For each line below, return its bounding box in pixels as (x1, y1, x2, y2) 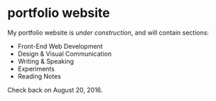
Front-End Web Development (17, 42, 103, 50)
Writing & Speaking (17, 57, 75, 65)
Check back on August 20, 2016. (7, 85, 103, 94)
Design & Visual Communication (17, 49, 112, 58)
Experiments (17, 64, 55, 73)
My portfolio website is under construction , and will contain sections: (7, 28, 210, 37)
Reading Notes (17, 72, 62, 81)
